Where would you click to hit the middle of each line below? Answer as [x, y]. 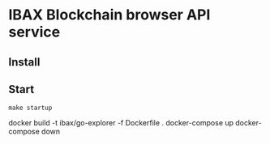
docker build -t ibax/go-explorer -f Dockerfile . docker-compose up [121, 123]
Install [24, 62]
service [34, 32]
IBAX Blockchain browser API [109, 15]
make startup [30, 108]
